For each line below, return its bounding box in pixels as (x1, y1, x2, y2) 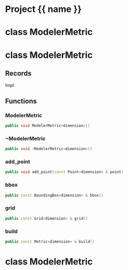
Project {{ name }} (5, 3, 82, 15)
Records (5, 69, 32, 77)
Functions (5, 96, 37, 105)
